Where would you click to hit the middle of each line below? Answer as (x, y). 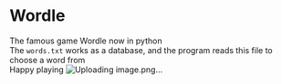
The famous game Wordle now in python (86, 41)
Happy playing (37, 70)
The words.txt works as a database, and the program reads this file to (141, 50)
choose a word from (47, 60)
